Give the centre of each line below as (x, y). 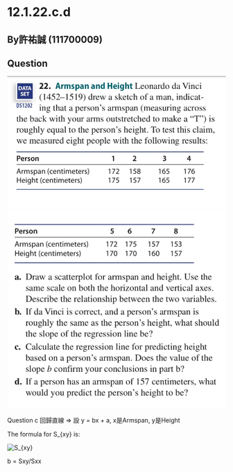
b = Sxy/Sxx (24, 461)
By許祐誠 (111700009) (55, 39)
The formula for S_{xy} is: (44, 434)
